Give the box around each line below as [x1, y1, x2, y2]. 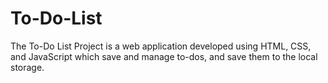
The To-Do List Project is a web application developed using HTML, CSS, [10, 40, 312, 52]
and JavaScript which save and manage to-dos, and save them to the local [10, 50, 318, 62]
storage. [10, 61, 45, 73]
